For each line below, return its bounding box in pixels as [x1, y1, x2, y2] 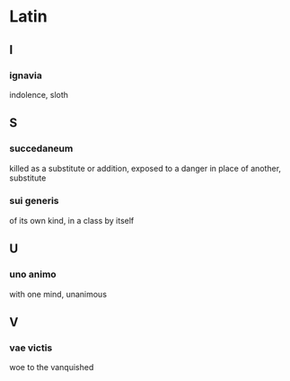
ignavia [9, 69, 42, 82]
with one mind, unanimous [9, 288, 108, 299]
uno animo [9, 268, 57, 280]
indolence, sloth [9, 89, 69, 100]
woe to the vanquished [9, 362, 94, 373]
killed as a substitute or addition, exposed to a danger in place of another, [9, 163, 281, 173]
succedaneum [9, 142, 74, 155]
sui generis [9, 195, 59, 208]
